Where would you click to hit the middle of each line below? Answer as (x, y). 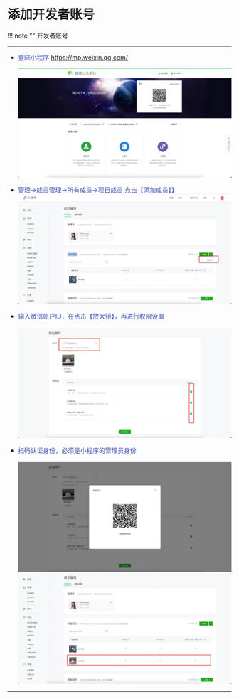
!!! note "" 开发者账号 (38, 36)
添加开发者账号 (51, 15)
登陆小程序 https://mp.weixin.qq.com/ (73, 57)
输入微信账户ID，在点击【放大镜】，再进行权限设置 (91, 316)
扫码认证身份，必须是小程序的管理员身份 (77, 450)
